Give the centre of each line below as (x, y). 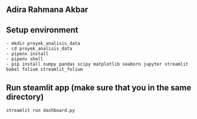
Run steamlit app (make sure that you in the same (99, 87)
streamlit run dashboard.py (41, 111)
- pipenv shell (25, 59)
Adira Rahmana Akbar (47, 10)
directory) (25, 97)
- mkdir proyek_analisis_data (43, 44)
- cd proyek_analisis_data (39, 49)
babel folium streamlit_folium (45, 70)
